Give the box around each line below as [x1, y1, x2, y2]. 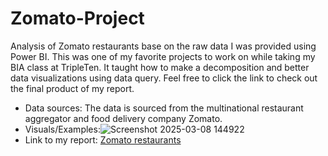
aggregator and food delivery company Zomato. [24, 112, 223, 124]
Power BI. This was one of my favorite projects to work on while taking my [10, 50, 316, 62]
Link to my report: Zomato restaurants [24, 133, 182, 146]
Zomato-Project [10, 7, 145, 30]
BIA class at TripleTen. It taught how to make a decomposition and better [10, 61, 310, 73]
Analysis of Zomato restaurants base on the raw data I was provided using [10, 40, 317, 52]
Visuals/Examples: [24, 123, 101, 135]
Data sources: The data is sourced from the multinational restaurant [24, 102, 304, 114]
